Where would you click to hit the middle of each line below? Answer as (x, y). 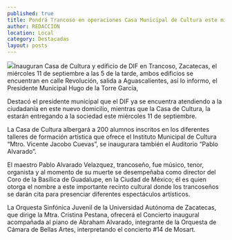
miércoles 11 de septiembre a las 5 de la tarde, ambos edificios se (100, 73)
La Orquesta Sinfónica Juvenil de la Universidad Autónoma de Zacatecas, (112, 207)
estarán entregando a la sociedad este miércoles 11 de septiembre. (102, 116)
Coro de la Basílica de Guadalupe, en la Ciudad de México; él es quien (107, 179)
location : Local (30, 33)
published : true (30, 13)
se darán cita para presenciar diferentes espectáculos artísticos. (99, 194)
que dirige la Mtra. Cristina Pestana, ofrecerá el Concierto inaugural (103, 215)
